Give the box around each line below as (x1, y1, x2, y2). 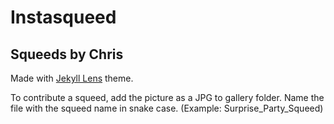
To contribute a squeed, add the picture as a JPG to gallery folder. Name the (10, 92, 325, 103)
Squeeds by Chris (10, 46, 124, 63)
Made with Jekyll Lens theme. (10, 72, 134, 84)
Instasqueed (10, 6, 117, 29)
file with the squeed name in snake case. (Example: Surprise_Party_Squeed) (10, 102, 324, 114)
